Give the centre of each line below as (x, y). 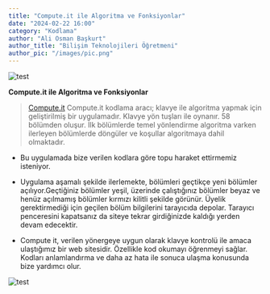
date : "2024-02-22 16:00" (52, 23)
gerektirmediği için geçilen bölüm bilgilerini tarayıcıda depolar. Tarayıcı (137, 208)
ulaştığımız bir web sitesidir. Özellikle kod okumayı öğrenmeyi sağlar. (134, 249)
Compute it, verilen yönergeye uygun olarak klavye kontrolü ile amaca (136, 240)
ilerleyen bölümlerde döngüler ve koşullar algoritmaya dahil (126, 133)
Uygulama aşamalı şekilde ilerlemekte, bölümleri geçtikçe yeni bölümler (139, 182)
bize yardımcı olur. (51, 266)
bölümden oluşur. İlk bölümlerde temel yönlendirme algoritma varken (142, 125)
